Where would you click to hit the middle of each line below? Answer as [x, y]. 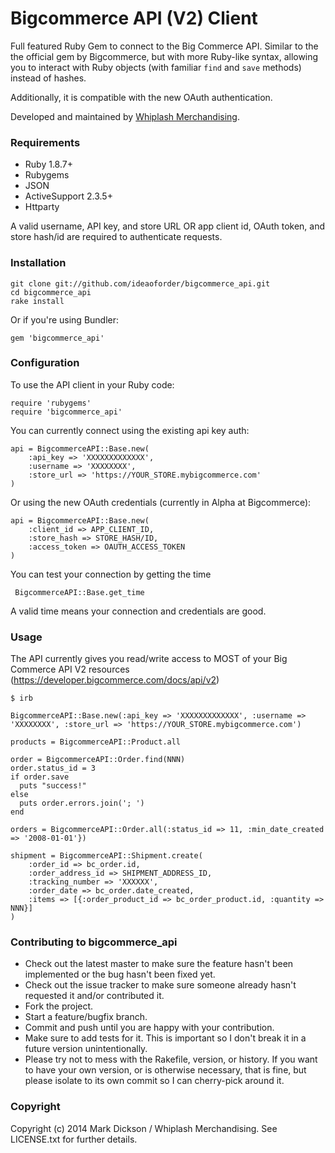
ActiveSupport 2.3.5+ [68, 196]
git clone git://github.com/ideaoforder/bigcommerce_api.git [140, 283]
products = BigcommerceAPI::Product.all [96, 742]
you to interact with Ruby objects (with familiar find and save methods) [156, 67]
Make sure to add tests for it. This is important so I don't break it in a [165, 1038]
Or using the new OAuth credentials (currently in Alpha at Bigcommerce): [161, 502]
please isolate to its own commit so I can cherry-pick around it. [154, 1081]
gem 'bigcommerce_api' [57, 338]
